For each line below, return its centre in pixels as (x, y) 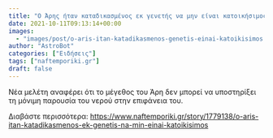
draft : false (30, 69)
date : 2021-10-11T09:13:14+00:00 (65, 24)
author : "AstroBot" (41, 46)
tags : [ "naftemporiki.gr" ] (54, 62)
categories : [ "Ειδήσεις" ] (52, 54)
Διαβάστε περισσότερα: (48, 116)
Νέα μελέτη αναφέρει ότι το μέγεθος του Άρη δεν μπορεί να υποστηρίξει (132, 92)
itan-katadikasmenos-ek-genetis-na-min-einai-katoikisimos (108, 125)
